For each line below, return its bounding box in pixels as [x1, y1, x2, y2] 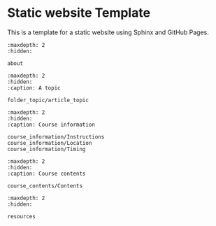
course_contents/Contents [7, 182, 82, 190]
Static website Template [7, 5, 151, 21]
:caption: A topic [7, 84, 61, 92]
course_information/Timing [7, 146, 86, 153]
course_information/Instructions [7, 133, 105, 141]
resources [7, 213, 36, 220]
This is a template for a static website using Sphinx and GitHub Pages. [7, 28, 210, 36]
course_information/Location [7, 139, 92, 146]
